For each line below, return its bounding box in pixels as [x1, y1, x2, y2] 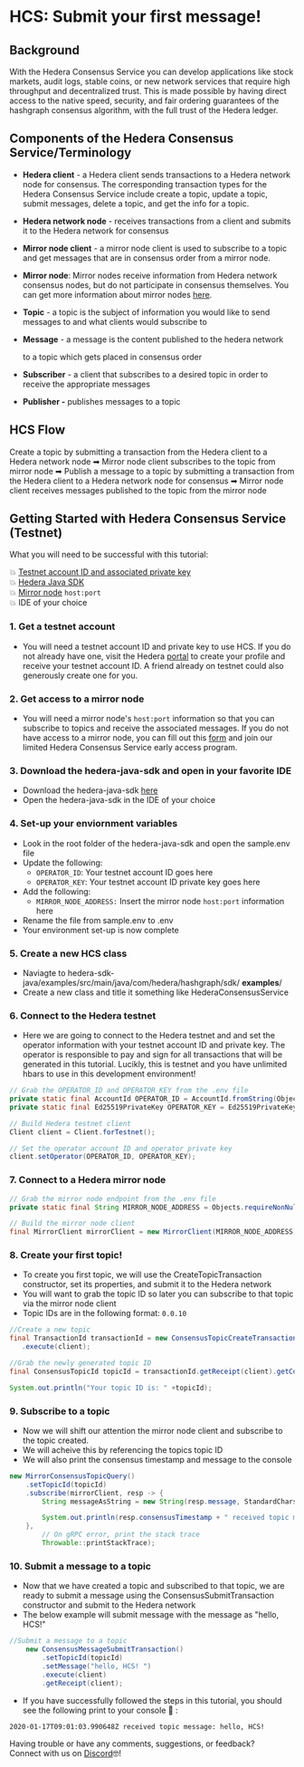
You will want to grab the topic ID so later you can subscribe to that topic [22, 1288, 294, 1300]
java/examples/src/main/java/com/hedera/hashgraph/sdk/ [22, 977, 240, 988]
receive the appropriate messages [22, 378, 151, 389]
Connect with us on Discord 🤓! [9, 1747, 122, 1758]
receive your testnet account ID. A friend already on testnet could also [22, 660, 284, 671]
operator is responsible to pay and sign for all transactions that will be [22, 1049, 283, 1060]
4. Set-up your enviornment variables [9, 817, 178, 830]
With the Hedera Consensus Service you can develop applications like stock [9, 66, 294, 77]
